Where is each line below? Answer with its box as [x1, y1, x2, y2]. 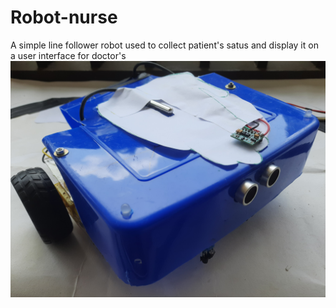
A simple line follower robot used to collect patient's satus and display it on [10, 39, 319, 51]
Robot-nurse [10, 6, 118, 29]
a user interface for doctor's [10, 49, 127, 61]
